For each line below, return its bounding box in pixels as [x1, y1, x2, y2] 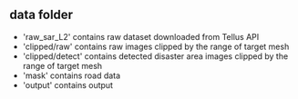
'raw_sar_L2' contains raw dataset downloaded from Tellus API [22, 31, 260, 42]
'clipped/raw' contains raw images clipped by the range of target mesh [22, 41, 290, 52]
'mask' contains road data [22, 70, 121, 81]
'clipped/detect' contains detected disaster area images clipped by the [22, 50, 289, 62]
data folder [9, 7, 74, 23]
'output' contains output [22, 79, 114, 90]
